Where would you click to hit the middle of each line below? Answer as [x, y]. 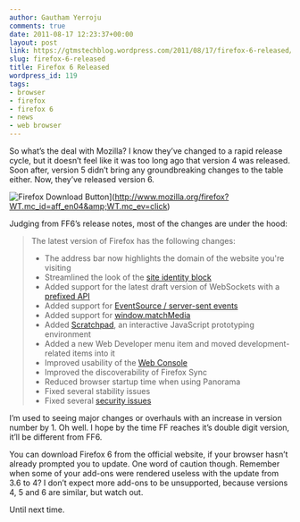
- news [21, 117]
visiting [58, 268]
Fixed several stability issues [97, 391]
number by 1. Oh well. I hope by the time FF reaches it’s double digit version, [150, 427]
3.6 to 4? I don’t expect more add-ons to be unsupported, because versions [149, 483]
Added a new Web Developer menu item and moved [140, 344]
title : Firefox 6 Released [59, 68]
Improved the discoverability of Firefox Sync [126, 372]
